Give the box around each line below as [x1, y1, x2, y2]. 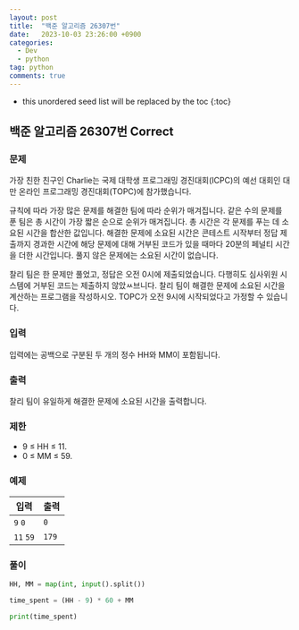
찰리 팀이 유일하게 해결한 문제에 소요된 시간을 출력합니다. [9, 396, 207, 407]
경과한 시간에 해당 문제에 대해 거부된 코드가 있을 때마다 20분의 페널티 [32, 239, 274, 250]
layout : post [9, 13, 58, 22]
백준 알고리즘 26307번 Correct [9, 124, 174, 140]
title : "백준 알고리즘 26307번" [9, 21, 120, 30]
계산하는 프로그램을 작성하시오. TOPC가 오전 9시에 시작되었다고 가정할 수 [9, 292, 265, 302]
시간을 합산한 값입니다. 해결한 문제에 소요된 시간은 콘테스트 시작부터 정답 [25, 227, 278, 238]
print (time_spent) [9, 612, 78, 621]
